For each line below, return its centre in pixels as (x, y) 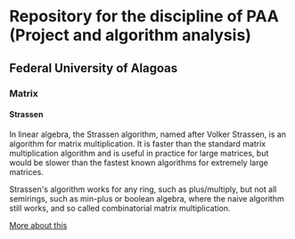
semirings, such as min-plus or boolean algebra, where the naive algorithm (147, 198)
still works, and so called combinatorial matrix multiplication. (120, 208)
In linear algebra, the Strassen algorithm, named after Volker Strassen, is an (148, 134)
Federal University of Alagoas (94, 68)
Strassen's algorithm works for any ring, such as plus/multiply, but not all (143, 189)
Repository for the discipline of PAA (144, 16)
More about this (38, 225)
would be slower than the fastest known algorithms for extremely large (139, 163)
